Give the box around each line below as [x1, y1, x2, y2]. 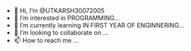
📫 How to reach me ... [13, 37, 79, 44]
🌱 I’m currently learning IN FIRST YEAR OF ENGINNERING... [13, 21, 185, 29]
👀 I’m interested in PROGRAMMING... [13, 14, 120, 22]
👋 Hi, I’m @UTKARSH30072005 [13, 7, 105, 14]
